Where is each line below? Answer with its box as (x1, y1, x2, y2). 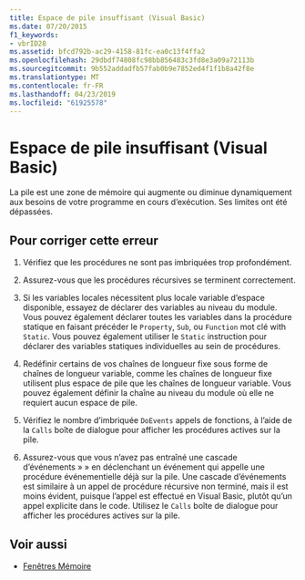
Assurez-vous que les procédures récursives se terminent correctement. (22, 274, 296, 285)
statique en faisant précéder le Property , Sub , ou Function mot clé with (22, 321, 287, 333)
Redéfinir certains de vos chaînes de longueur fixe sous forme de (22, 358, 269, 369)
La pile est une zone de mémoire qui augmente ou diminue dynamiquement (9, 187, 293, 198)
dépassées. (9, 206, 53, 217)
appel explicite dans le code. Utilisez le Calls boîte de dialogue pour (22, 501, 279, 512)
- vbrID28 (9, 38, 47, 48)
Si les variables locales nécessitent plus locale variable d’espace (22, 293, 266, 304)
